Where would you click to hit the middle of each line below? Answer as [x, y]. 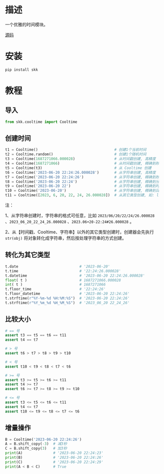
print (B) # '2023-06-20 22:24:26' [54, 457]
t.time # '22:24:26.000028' [63, 271]
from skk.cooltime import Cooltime [41, 122]
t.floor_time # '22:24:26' [55, 289]
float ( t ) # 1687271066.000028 [63, 280]
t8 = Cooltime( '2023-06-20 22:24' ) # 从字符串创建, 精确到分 [82, 182]
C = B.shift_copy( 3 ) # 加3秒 [36, 449]
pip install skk [21, 70]
